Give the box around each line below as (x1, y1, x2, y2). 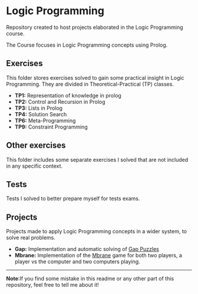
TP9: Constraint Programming (14, 123, 88, 130)
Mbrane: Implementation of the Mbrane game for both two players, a (14, 252, 183, 259)
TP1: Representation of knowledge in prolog (14, 92, 122, 99)
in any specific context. (6, 162, 63, 169)
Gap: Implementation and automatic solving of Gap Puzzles (14, 246, 159, 253)
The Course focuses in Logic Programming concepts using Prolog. (6, 41, 168, 48)
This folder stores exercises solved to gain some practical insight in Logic (6, 74, 184, 81)
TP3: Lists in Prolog (14, 104, 63, 112)
